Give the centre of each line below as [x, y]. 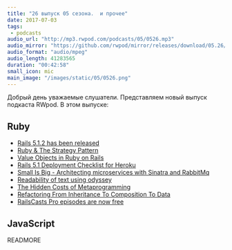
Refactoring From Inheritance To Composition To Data [94, 195]
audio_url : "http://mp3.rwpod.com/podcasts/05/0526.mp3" [91, 39]
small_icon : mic [30, 71]
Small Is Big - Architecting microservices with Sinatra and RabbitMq [113, 173]
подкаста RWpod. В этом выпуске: [58, 105]
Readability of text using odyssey [65, 180]
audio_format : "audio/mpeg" [48, 52]
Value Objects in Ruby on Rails [60, 158]
